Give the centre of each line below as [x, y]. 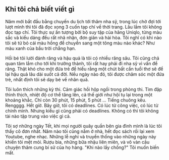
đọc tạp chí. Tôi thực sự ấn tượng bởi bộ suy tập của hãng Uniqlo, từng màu [84, 32]
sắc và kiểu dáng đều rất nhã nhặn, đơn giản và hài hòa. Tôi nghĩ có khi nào [84, 37]
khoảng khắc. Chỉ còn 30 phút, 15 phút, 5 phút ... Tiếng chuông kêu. [76, 100]
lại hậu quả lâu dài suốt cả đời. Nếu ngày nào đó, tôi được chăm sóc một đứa [85, 74]
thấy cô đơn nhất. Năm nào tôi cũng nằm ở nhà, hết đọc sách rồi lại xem [80, 131]
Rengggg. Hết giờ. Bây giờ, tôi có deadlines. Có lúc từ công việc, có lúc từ [82, 105]
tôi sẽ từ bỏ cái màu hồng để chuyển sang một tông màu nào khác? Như [80, 43]
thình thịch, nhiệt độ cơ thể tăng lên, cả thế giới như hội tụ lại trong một [79, 94]
